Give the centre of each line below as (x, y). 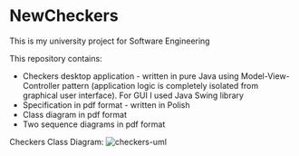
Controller (41, 85)
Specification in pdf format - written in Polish (106, 104)
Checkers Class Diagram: (57, 141)
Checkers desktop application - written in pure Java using (130, 76)
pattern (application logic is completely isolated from (160, 85)
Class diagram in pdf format (74, 114)
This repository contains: (56, 58)
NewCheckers (64, 16)
